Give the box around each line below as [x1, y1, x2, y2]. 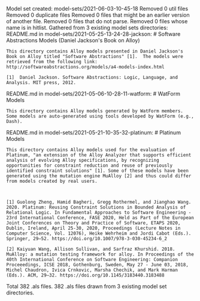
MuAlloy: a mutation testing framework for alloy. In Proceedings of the [6, 251, 195, 257]
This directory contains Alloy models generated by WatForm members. [6, 108, 184, 114]
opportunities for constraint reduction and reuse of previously [6, 162, 172, 168]
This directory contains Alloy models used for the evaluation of [6, 147, 175, 153]
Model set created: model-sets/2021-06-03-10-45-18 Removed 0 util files [6, 5, 189, 12]
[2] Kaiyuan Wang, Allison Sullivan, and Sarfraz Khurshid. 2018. [6, 246, 175, 252]
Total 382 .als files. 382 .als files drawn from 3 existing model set [6, 283, 167, 290]
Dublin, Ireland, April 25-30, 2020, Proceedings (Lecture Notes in [6, 225, 181, 231]
